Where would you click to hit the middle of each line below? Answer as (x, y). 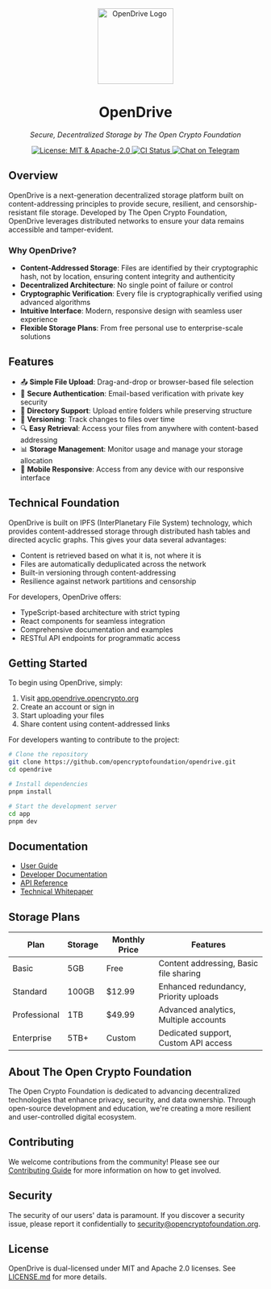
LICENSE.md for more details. (58, 1277)
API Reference (44, 883)
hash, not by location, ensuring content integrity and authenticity (127, 277)
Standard (30, 992)
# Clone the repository (48, 755)
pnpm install (30, 791)
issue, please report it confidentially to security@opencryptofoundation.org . (134, 1224)
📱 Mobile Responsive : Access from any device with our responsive (132, 469)
